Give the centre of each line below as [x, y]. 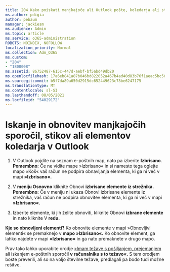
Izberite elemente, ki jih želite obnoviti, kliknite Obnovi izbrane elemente [88, 213]
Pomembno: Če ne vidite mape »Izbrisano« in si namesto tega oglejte [85, 166]
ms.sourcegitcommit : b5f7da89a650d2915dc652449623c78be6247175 [73, 81]
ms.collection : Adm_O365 [31, 52]
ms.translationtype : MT [30, 85]
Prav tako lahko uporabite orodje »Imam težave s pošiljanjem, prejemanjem [83, 249]
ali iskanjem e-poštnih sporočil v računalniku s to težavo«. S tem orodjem [83, 254]
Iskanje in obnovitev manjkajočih [76, 125]
